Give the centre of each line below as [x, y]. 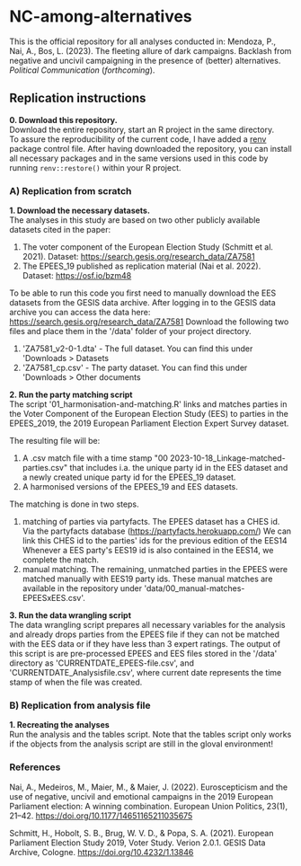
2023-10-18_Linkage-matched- [228, 458]
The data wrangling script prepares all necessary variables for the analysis [147, 625]
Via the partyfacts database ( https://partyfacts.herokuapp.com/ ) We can [157, 531]
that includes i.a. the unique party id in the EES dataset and [179, 468]
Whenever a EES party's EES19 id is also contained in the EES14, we [148, 551]
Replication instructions [78, 98]
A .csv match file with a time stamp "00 [95, 458]
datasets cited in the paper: [60, 230]
